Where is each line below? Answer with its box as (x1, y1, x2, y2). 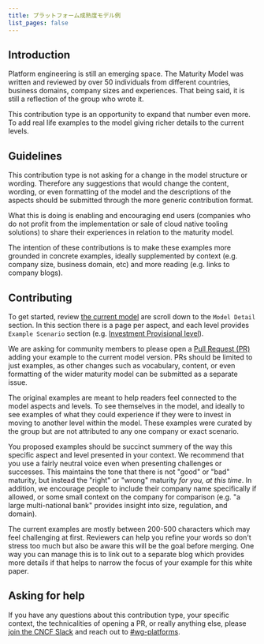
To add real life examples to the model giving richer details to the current (8, 118, 244, 127)
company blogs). (8, 268, 63, 277)
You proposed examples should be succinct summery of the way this (8, 442, 232, 451)
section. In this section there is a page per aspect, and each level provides (8, 320, 250, 330)
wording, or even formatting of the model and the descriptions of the (8, 187, 231, 197)
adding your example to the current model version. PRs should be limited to (8, 352, 253, 362)
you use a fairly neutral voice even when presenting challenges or (8, 458, 222, 468)
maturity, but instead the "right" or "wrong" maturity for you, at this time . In (8, 475, 252, 484)
